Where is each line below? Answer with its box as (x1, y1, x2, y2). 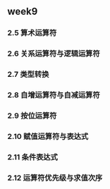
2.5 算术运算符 (7, 28, 57, 38)
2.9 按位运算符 (7, 111, 57, 121)
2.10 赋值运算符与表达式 (7, 131, 89, 141)
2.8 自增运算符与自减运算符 (7, 90, 100, 100)
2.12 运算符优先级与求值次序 (7, 173, 103, 183)
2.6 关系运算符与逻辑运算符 (7, 49, 100, 59)
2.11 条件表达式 (7, 152, 59, 161)
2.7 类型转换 (7, 70, 49, 80)
